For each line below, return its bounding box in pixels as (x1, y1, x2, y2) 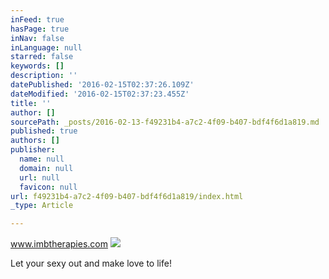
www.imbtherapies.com (10, 238, 108, 250)
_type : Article (10, 201, 74, 211)
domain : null (19, 163, 74, 173)
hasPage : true (10, 24, 70, 34)
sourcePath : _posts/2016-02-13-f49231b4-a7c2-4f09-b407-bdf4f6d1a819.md (10, 117, 320, 127)
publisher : (10, 145, 56, 155)
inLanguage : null (10, 42, 83, 53)
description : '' (10, 71, 78, 81)
